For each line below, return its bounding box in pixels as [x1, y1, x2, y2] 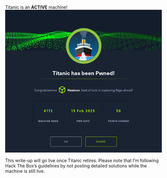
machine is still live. [5, 168, 45, 174]
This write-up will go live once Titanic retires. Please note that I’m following [5, 157, 159, 164]
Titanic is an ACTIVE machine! [5, 4, 68, 10]
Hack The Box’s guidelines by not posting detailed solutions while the [5, 163, 147, 169]
